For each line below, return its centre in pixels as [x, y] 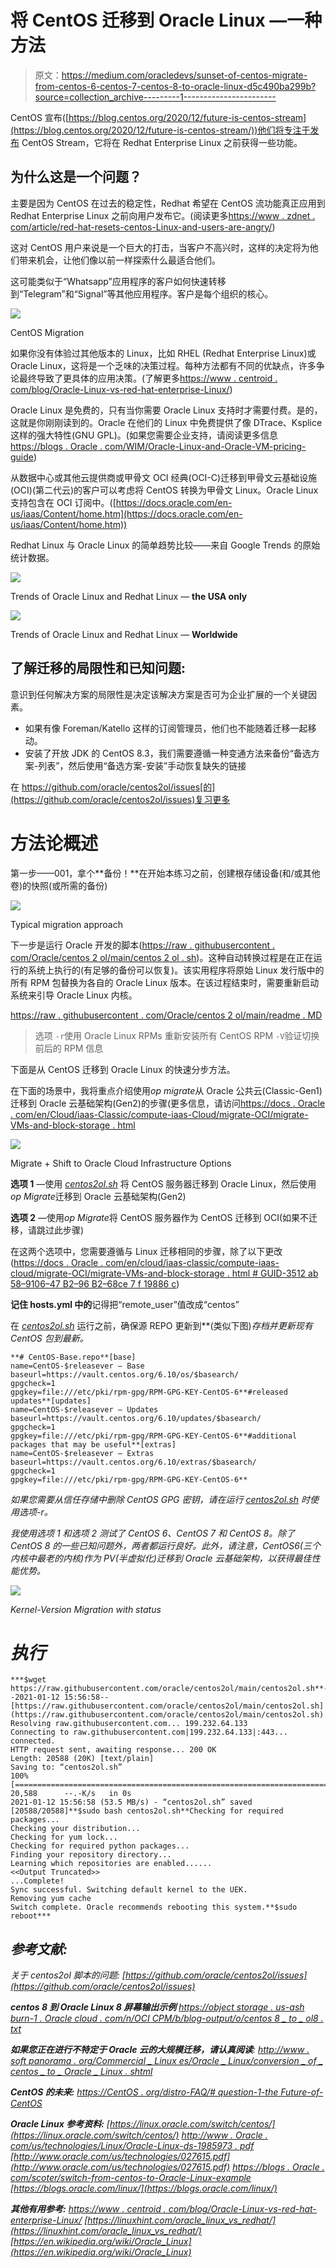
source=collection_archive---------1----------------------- [155, 97]
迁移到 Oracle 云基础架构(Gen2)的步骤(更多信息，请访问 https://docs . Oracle [168, 1103]
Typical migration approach [66, 924]
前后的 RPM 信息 [69, 1048]
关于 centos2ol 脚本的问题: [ [68, 1975]
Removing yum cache [51, 1899]
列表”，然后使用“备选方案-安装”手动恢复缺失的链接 [142, 765]
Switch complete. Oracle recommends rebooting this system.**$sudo [154, 1907]
